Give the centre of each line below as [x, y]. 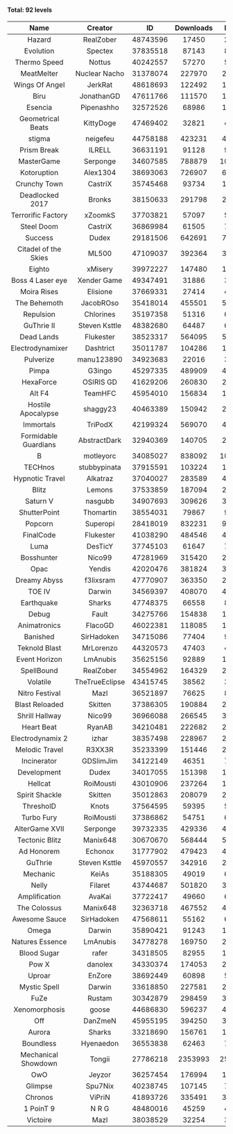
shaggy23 [100, 409]
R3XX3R [100, 750]
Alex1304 [100, 172]
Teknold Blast [39, 648]
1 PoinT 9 [39, 1109]
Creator [100, 28]
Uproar [39, 975]
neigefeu [100, 139]
